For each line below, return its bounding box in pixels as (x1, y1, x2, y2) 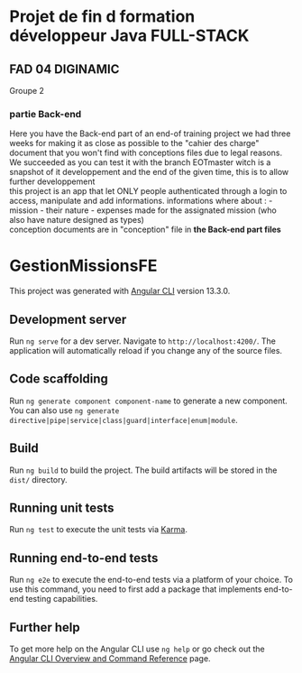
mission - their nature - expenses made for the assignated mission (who (9, 205, 277, 216)
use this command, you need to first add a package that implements (9, 584, 262, 595)
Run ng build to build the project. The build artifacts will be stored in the (9, 465, 278, 475)
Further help (9, 620, 81, 635)
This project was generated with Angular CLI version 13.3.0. (9, 286, 231, 297)
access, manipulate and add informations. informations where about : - (9, 196, 273, 207)
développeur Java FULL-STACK (9, 25, 250, 46)
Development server (9, 311, 127, 327)
